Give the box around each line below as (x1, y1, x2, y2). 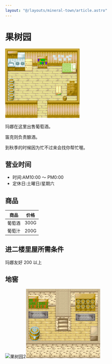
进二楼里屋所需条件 (5, 245, 64, 254)
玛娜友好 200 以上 (5, 259, 42, 265)
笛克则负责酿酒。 (5, 134, 40, 140)
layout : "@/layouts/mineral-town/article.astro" (5, 8, 108, 13)
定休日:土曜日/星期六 (12, 181, 55, 187)
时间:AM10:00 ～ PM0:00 (12, 174, 64, 180)
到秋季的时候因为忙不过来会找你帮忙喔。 (5, 144, 88, 151)
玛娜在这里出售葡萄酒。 (5, 123, 53, 129)
